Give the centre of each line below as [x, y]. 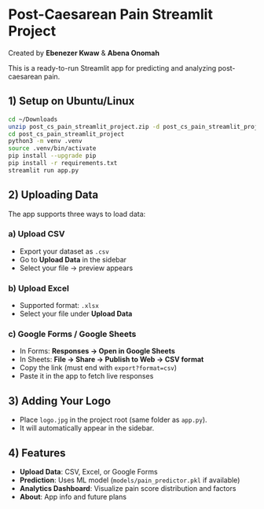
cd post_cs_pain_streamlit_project [66, 134]
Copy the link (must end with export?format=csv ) [98, 368]
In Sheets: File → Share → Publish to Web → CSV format [112, 360]
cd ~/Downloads [33, 119]
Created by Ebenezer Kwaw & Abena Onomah [84, 53]
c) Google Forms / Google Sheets [72, 334]
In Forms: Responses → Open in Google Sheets [97, 351]
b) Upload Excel [38, 288]
